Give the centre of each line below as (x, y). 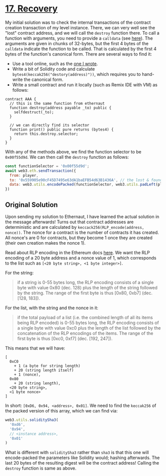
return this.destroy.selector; (46, 134)
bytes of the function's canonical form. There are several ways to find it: (79, 54)
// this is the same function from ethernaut (57, 103)
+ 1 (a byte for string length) (47, 366)
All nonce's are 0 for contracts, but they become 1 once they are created (79, 238)
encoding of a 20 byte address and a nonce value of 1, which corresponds (81, 258)
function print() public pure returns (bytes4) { (62, 130)
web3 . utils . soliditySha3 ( (32, 420)
